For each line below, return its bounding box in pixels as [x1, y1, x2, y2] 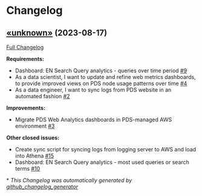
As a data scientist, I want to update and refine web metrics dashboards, [15, 74, 196, 80]
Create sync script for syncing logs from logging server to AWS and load [15, 146, 197, 153]
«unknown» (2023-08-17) [6, 28, 108, 38]
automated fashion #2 [15, 93, 70, 100]
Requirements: [6, 55, 44, 62]
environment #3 [15, 122, 55, 130]
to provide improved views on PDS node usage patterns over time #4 [15, 80, 187, 87]
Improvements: [6, 104, 46, 112]
